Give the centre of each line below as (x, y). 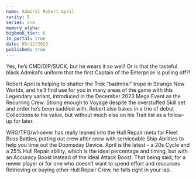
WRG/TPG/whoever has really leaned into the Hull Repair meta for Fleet (92, 132)
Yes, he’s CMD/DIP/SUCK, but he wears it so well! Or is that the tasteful (92, 66)
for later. (24, 121)
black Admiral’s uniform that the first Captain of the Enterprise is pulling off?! (98, 72)
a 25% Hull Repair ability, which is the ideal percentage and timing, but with (97, 151)
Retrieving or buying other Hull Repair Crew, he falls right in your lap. (89, 170)
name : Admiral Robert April (40, 11)
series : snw (20, 22)
